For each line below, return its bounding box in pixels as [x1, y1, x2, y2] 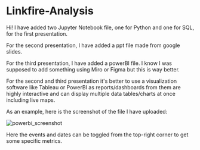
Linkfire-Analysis [6, 4, 94, 18]
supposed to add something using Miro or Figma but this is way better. [6, 65, 180, 73]
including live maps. [6, 96, 56, 104]
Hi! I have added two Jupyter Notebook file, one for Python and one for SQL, [6, 24, 195, 31]
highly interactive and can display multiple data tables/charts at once [6, 90, 176, 97]
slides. [6, 48, 23, 55]
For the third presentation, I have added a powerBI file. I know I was [6, 60, 172, 67]
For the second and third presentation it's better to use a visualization [6, 77, 177, 85]
